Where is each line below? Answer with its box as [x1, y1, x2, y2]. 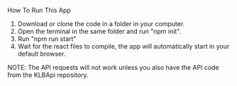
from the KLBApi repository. [7, 70, 89, 79]
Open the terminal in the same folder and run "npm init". [17, 27, 182, 35]
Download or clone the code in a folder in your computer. [17, 20, 185, 27]
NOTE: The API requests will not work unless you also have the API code [7, 63, 219, 71]
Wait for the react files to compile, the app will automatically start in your [17, 42, 230, 50]
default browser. [17, 49, 66, 58]
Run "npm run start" [17, 35, 77, 43]
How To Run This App [7, 6, 71, 14]
